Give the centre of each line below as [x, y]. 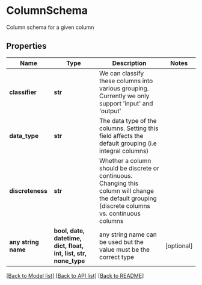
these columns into [126, 81]
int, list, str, [70, 253]
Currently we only [124, 96]
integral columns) [124, 151]
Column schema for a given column [50, 27]
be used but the [121, 242]
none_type [69, 261]
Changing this [119, 183]
